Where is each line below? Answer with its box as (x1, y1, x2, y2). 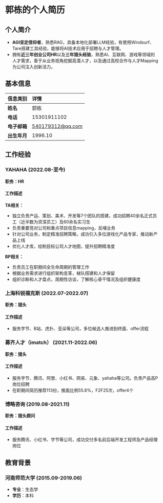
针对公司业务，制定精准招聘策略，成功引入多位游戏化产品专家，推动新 (12, 231, 154, 237)
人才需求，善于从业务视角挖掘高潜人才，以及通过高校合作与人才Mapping (12, 58, 159, 64)
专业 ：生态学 (12, 486, 38, 492)
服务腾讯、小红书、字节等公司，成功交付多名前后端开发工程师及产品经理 (12, 436, 158, 443)
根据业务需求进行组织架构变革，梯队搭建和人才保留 (12, 270, 115, 276)
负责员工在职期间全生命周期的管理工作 (12, 264, 89, 270)
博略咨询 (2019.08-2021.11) (5, 401, 70, 408)
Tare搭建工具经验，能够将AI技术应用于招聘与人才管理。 (12, 46, 124, 51)
